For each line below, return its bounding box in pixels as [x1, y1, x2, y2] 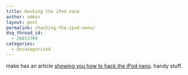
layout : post [6, 19, 38, 25]
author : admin [6, 14, 41, 20]
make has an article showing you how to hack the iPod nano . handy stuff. [6, 62, 183, 69]
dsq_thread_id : [6, 30, 43, 36]
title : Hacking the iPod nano [6, 8, 80, 15]
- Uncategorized [11, 47, 51, 52]
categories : [6, 41, 35, 47]
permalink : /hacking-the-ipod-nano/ [6, 24, 95, 31]
